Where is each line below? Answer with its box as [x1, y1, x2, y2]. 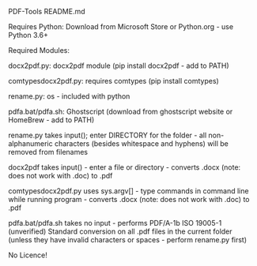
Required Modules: [8, 46, 70, 54]
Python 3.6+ [8, 31, 49, 39]
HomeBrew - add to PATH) [8, 115, 95, 125]
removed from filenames [8, 148, 89, 156]
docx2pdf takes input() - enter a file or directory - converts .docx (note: [8, 163, 241, 172]
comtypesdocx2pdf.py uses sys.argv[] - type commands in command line [8, 186, 249, 196]
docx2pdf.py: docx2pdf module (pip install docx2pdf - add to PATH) [8, 61, 229, 70]
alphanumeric [8, 139, 53, 148]
